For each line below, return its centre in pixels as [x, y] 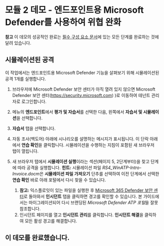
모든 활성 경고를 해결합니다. [51, 221]
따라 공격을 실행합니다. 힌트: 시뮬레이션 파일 [59, 168]
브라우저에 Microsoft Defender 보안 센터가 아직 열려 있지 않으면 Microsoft [84, 89]
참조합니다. [30, 208]
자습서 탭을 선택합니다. [34, 128]
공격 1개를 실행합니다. [26, 78]
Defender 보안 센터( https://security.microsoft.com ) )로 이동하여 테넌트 [81, 95]
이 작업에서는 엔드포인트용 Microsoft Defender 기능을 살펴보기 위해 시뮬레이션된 [82, 73]
